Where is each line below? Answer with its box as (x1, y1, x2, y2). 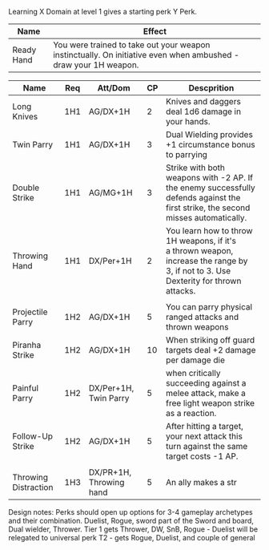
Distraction (12, 482, 54, 492)
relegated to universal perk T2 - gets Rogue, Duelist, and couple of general (8, 533, 255, 542)
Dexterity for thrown (165, 276, 242, 286)
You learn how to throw (165, 225, 254, 236)
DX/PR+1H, (88, 467, 132, 478)
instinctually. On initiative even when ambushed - (53, 50, 240, 60)
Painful (12, 382, 38, 394)
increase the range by (165, 256, 248, 266)
